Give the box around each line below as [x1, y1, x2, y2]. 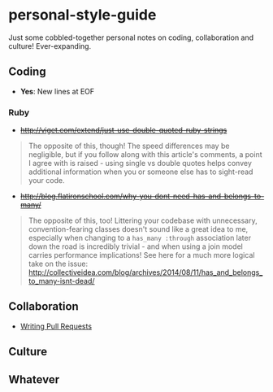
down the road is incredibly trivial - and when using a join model [28, 242, 244, 251]
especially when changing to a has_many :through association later [28, 233, 252, 243]
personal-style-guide [8, 6, 157, 24]
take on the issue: [28, 259, 88, 269]
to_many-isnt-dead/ [28, 277, 95, 286]
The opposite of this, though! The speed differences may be [28, 141, 230, 151]
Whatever [8, 372, 59, 386]
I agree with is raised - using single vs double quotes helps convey [28, 159, 252, 168]
